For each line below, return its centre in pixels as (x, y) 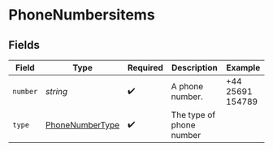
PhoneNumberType (83, 125)
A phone (187, 86)
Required (145, 68)
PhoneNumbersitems (82, 15)
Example (243, 68)
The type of (193, 115)
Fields (24, 45)
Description (195, 68)
